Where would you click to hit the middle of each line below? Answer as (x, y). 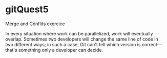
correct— (152, 44)
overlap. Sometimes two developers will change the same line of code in (82, 39)
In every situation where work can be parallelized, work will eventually (79, 33)
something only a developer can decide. (61, 50)
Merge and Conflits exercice (35, 24)
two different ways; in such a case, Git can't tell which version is (73, 44)
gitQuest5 (27, 9)
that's (11, 50)
